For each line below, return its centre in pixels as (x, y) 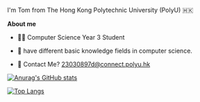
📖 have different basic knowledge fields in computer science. (105, 51)
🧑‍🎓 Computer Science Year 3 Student (71, 37)
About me (22, 24)
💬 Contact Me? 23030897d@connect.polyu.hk (84, 64)
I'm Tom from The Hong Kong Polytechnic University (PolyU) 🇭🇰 (100, 10)
